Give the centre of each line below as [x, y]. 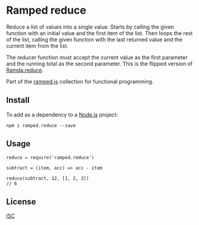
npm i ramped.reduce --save [41, 126]
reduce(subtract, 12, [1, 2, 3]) [48, 178]
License [21, 201]
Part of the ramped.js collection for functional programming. [80, 82]
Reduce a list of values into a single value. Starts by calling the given [90, 27]
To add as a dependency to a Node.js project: [62, 114]
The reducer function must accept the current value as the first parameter [97, 57]
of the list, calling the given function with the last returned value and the [94, 39]
